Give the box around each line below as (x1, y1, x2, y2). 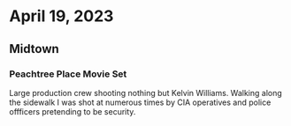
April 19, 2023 (9, 6, 114, 26)
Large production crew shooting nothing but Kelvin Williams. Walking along (9, 87, 283, 98)
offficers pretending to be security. (9, 106, 136, 116)
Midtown (9, 41, 59, 56)
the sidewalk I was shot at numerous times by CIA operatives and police (9, 97, 272, 107)
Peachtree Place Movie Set (9, 68, 127, 80)
